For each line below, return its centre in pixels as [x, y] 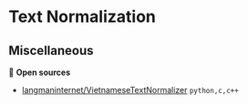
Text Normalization [82, 17]
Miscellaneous [51, 51]
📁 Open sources [40, 72]
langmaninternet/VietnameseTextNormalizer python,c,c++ [130, 90]
